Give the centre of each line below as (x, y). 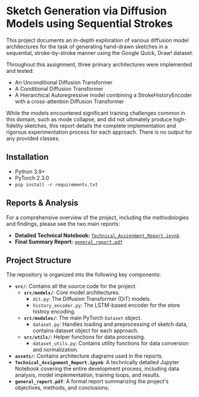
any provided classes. (33, 138)
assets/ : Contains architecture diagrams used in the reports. (89, 356)
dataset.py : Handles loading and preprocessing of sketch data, (110, 324)
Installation (27, 157)
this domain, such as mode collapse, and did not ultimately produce (89, 119)
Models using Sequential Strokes (89, 24)
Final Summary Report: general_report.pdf (69, 241)
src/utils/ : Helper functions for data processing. (85, 337)
